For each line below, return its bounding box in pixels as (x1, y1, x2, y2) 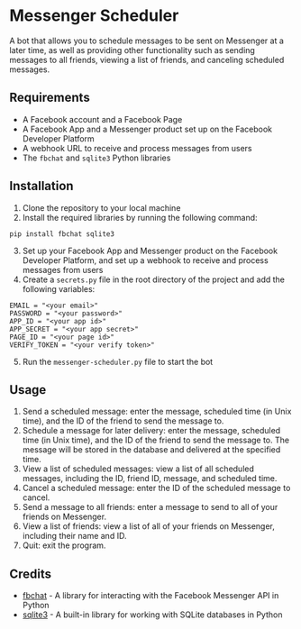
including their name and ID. (22, 531, 127, 542)
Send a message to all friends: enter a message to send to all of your (22, 502, 278, 513)
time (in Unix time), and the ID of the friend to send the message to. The (22, 434, 290, 446)
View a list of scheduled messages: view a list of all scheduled (22, 463, 255, 474)
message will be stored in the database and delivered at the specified (22, 444, 281, 455)
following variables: (22, 283, 96, 294)
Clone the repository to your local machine (22, 202, 181, 213)
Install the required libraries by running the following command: (22, 212, 259, 223)
